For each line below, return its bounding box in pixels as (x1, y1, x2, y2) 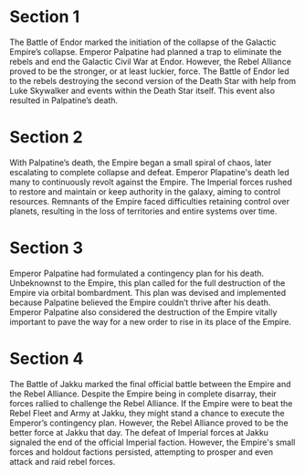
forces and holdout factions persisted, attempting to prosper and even (9, 446, 274, 458)
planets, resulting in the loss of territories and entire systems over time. (9, 205, 278, 216)
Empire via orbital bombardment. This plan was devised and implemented (9, 287, 286, 298)
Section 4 (9, 349, 84, 369)
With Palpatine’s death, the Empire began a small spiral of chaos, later (9, 157, 272, 168)
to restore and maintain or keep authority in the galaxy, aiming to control (9, 185, 281, 197)
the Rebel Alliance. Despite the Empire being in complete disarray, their (9, 388, 277, 399)
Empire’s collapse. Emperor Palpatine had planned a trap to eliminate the (9, 46, 282, 57)
